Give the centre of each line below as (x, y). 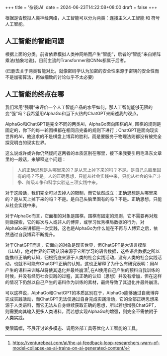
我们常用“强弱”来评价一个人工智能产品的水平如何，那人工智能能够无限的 (79, 107)
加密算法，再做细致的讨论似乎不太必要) (54, 77)
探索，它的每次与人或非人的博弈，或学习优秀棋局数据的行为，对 (79, 222)
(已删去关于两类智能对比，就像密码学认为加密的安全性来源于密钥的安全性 (80, 71)
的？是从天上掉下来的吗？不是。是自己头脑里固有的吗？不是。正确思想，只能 (83, 199)
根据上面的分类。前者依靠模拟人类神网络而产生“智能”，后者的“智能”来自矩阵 (83, 54)
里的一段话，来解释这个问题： (36, 159)
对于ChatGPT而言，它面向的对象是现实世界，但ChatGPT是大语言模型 (76, 245)
